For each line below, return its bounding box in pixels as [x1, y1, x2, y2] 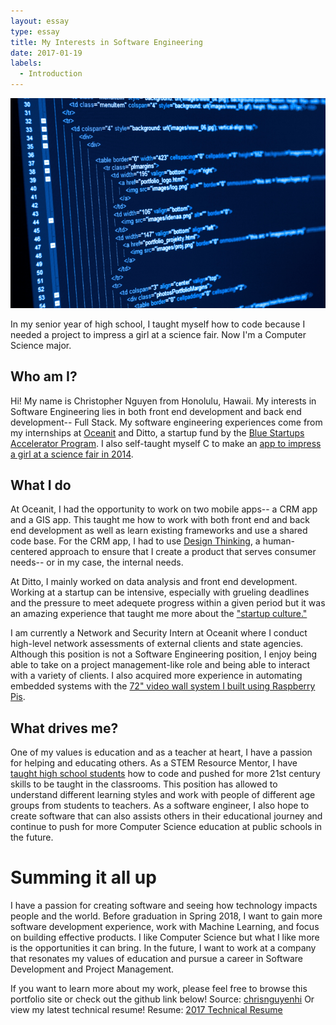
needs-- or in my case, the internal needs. [10, 556, 184, 569]
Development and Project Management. [10, 963, 175, 975]
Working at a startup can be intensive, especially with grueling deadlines [10, 586, 310, 599]
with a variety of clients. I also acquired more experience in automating [10, 670, 303, 682]
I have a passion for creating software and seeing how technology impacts [10, 900, 318, 912]
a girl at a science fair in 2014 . [10, 448, 134, 460]
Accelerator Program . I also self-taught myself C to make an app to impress [10, 437, 322, 449]
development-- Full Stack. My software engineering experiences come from [10, 416, 323, 428]
